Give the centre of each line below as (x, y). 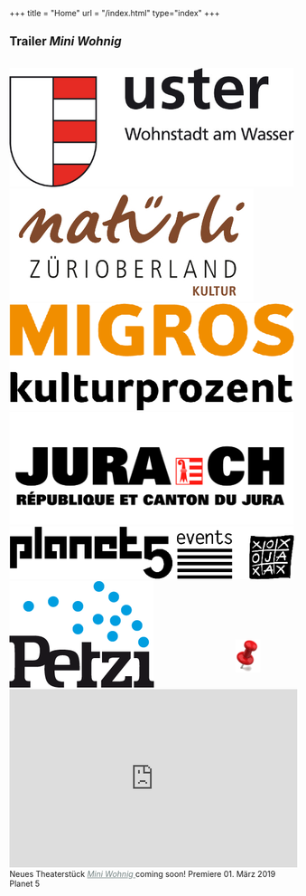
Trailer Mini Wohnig (65, 41)
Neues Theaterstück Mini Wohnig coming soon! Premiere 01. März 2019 (143, 873)
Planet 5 (25, 883)
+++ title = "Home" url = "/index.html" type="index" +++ (115, 13)
